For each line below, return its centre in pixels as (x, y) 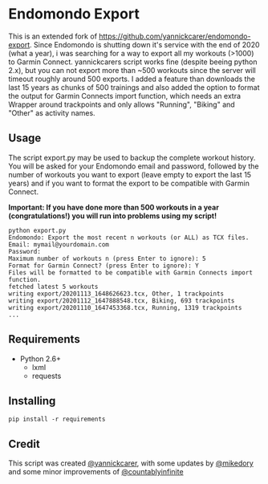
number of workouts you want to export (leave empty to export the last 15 (130, 174)
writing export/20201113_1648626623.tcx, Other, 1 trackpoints (116, 294)
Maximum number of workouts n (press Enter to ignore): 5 (107, 258)
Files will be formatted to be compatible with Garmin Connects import (130, 273)
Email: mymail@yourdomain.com (59, 244)
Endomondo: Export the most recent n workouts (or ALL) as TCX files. (129, 238)
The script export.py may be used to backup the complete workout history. (132, 157)
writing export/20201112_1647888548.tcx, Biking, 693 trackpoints (122, 301)
